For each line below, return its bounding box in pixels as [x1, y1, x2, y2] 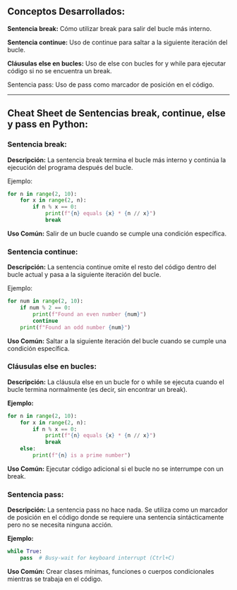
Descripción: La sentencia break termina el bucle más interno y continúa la [7, 155, 226, 164]
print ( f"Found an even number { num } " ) [32, 310, 147, 318]
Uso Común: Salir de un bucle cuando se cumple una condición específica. [7, 229, 227, 238]
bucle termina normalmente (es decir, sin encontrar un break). [7, 385, 188, 393]
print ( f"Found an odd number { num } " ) [20, 324, 131, 331]
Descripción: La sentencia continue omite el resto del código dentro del [7, 263, 217, 271]
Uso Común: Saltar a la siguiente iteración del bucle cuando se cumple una [7, 336, 227, 345]
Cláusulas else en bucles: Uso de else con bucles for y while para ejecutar [7, 59, 226, 68]
